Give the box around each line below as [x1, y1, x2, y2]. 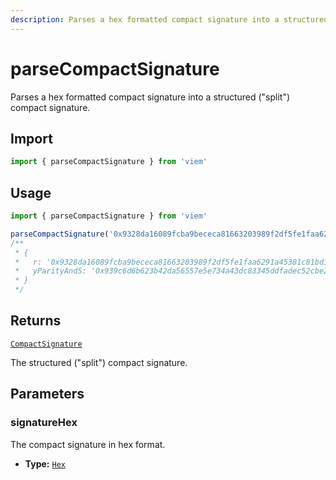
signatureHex [10, 416, 78, 430]
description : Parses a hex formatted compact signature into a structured [10, 14, 329, 25]
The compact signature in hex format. [10, 438, 166, 450]
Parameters [10, 386, 85, 403]
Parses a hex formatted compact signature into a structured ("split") [10, 91, 291, 103]
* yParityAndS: [14, 266, 87, 276]
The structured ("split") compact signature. [10, 356, 188, 368]
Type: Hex [24, 457, 66, 470]
